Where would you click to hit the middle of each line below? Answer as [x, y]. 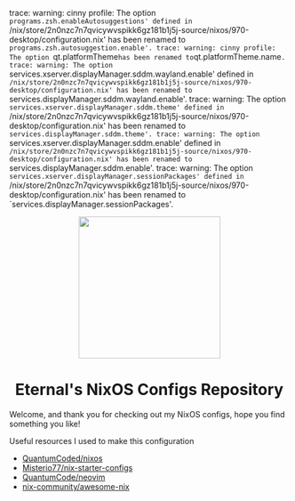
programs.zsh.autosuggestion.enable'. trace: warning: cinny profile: [143, 48]
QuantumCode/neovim [64, 477]
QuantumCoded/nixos [62, 458]
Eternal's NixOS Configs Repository [149, 390]
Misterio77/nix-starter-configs [77, 467]
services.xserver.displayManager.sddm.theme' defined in [117, 108]
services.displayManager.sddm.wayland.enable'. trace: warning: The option [148, 99]
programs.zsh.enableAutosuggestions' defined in [101, 21]
